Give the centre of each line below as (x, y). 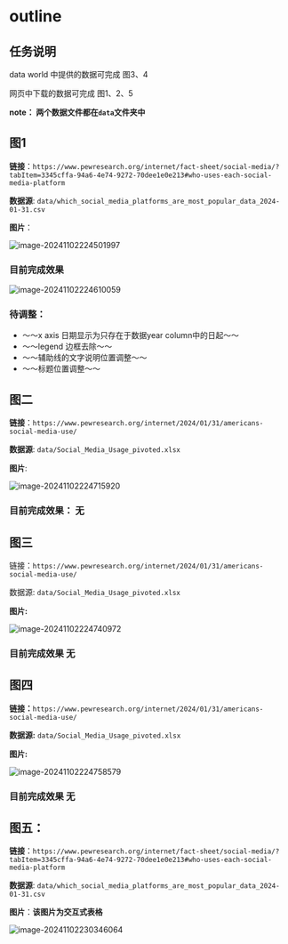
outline (36, 16)
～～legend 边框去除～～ (67, 347)
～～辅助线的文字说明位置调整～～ (84, 358)
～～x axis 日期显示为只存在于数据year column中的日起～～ (131, 335)
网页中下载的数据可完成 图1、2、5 (71, 93)
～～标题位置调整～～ (61, 369)
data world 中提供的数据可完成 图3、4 (79, 74)
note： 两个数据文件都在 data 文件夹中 (77, 112)
